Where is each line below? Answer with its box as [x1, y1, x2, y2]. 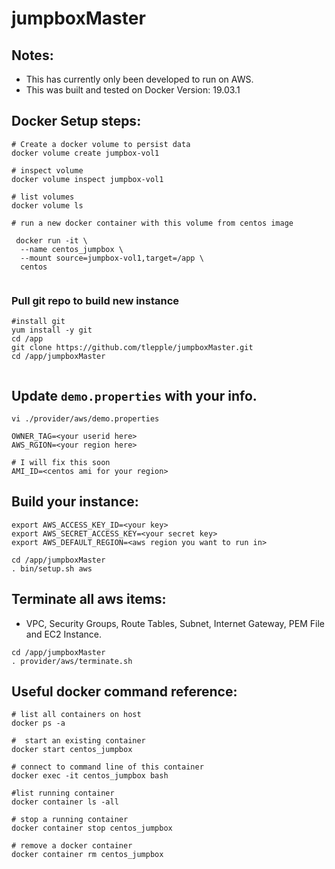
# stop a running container [11, 815, 129, 825]
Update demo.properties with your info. [11, 387, 258, 404]
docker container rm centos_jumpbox [11, 850, 164, 860]
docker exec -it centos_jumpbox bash [11, 771, 169, 781]
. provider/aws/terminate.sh [11, 656, 133, 666]
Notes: [11, 47, 54, 64]
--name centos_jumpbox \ [20, 244, 124, 254]
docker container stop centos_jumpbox [11, 823, 173, 834]
